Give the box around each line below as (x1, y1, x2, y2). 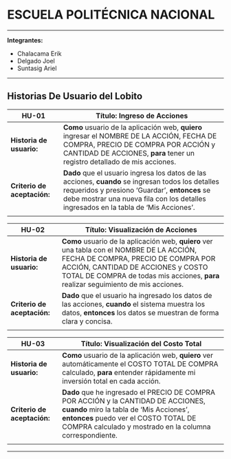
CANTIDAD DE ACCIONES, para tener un (63, 148, 195, 158)
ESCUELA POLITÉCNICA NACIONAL (7, 7, 215, 23)
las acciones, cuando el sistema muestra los (61, 299, 205, 309)
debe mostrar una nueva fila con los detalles (63, 193, 206, 203)
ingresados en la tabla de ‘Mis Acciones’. (63, 202, 195, 212)
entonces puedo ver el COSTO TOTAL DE (61, 413, 197, 423)
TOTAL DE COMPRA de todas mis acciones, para (61, 270, 220, 280)
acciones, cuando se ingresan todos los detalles (63, 176, 220, 186)
